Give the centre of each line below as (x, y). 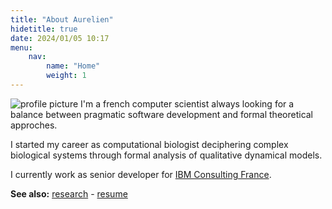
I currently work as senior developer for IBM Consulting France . (141, 174)
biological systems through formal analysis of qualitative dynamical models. (166, 155)
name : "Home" (73, 66)
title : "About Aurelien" (62, 19)
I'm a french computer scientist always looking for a (187, 103)
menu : (21, 47)
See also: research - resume (69, 193)
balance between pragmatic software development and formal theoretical (162, 114)
